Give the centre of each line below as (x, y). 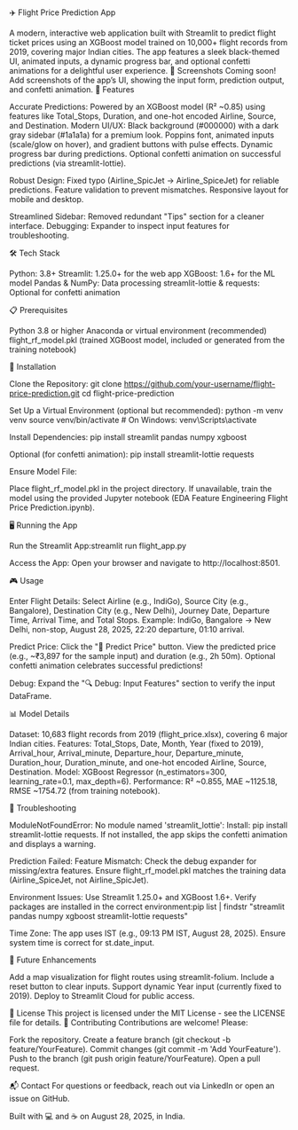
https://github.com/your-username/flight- (200, 384)
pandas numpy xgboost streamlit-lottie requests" (99, 916)
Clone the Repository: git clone (66, 384)
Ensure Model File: (43, 471)
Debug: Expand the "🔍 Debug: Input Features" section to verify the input (142, 683)
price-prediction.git (44, 393)
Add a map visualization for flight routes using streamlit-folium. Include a (142, 977)
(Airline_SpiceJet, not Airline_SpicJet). (79, 880)
